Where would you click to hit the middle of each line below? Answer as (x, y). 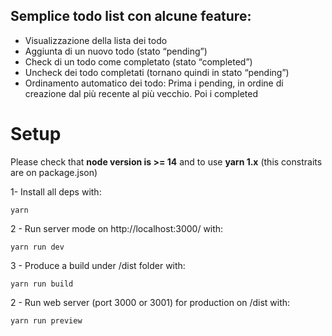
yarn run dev (37, 247)
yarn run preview (46, 320)
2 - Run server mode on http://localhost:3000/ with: (117, 228)
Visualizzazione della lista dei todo (96, 40)
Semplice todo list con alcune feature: (131, 16)
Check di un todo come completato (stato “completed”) (138, 61)
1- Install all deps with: (56, 191)
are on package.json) (54, 172)
